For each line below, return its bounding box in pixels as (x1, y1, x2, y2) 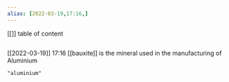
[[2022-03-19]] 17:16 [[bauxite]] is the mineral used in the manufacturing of (7, 49, 222, 57)
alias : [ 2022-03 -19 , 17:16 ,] (7, 10, 89, 17)
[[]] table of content (7, 29, 64, 38)
